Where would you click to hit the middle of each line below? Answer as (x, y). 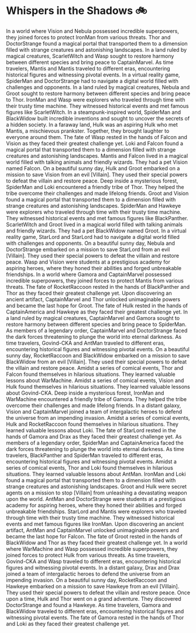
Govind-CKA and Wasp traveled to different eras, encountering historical (94, 561)
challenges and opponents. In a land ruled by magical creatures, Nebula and (98, 87)
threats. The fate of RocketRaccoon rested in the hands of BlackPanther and (98, 287)
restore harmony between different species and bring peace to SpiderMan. (96, 324)
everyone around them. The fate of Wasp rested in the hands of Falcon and (97, 137)
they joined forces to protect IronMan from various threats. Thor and (88, 37)
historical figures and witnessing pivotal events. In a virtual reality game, (93, 75)
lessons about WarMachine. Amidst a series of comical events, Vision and (95, 380)
